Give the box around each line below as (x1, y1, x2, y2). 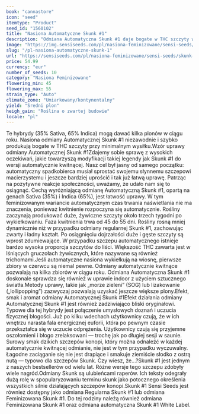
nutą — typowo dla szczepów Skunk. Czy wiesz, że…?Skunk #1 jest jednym (6, 357, 190, 364)
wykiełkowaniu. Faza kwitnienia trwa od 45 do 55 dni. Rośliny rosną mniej (6, 218, 185, 226)
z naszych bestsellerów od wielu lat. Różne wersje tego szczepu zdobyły (6, 364, 184, 371)
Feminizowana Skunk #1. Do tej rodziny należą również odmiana (6, 395, 162, 402)
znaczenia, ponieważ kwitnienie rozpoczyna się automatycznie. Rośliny (6, 206, 181, 213)
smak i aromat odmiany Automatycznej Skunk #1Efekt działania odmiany (6, 294, 182, 301)
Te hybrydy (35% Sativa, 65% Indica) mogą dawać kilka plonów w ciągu (6, 130, 183, 137)
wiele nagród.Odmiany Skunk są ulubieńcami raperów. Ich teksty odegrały (6, 369, 187, 377)
